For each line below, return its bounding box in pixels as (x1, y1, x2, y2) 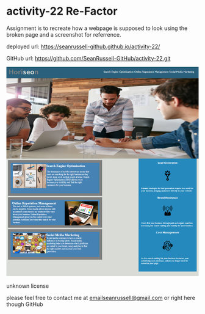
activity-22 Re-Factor (6, 4, 118, 18)
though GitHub (6, 301, 44, 308)
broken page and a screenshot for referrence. (6, 31, 121, 38)
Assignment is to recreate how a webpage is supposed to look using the (6, 24, 188, 32)
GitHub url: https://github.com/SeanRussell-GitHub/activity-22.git (6, 54, 171, 62)
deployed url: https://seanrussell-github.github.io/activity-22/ (6, 43, 160, 50)
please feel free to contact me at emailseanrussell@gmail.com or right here (6, 294, 195, 302)
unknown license (6, 282, 49, 290)
